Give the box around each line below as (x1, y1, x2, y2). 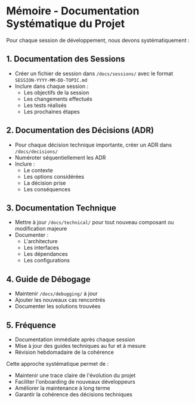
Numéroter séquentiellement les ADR (14, 154, 106, 161)
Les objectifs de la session (23, 88, 89, 96)
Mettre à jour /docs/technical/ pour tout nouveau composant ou (14, 219, 174, 226)
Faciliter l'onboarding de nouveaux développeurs (14, 378, 135, 385)
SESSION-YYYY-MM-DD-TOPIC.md (14, 77, 88, 83)
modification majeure (14, 225, 67, 232)
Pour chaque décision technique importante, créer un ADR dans (14, 141, 172, 148)
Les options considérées (23, 173, 85, 180)
